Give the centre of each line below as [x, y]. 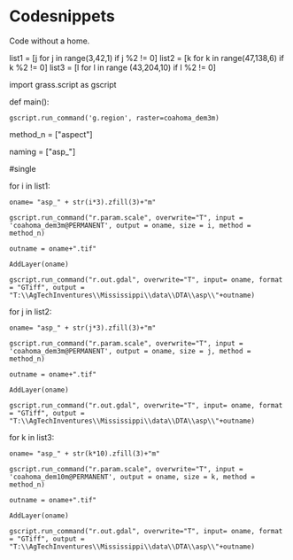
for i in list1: [30, 186]
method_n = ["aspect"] [51, 134]
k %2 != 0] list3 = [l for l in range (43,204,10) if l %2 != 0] [113, 67]
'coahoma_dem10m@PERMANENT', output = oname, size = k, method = [132, 477]
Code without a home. [50, 41]
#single [23, 168]
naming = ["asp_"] [42, 152]
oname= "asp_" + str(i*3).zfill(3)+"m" [83, 202]
